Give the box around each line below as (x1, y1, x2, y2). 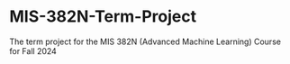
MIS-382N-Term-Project (9, 6, 196, 27)
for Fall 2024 (9, 45, 57, 56)
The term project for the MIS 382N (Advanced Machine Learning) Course (9, 36, 282, 47)
